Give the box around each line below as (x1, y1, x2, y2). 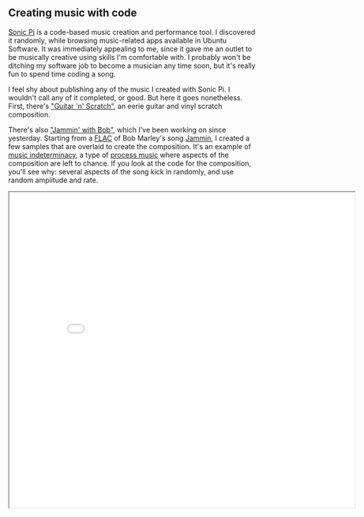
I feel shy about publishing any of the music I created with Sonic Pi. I (8, 84, 231, 94)
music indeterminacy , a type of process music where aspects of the (8, 150, 229, 159)
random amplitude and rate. (8, 175, 99, 185)
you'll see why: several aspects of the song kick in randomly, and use (8, 167, 235, 176)
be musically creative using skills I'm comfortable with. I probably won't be (8, 52, 251, 62)
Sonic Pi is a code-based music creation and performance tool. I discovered (8, 27, 256, 36)
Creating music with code (8, 6, 137, 20)
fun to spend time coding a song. (8, 69, 116, 78)
